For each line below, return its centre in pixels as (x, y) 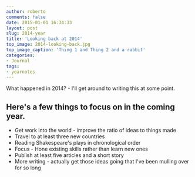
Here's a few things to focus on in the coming (90, 107)
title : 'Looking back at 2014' (44, 39)
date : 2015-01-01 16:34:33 (39, 22)
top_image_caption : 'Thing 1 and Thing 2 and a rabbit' (76, 50)
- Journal (18, 61)
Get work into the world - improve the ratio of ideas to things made (95, 131)
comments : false (26, 17)
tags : (13, 66)
